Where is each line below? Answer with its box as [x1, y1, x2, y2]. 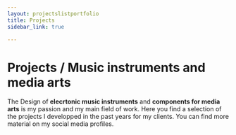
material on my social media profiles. [7, 120, 114, 128]
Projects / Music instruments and [7, 59, 206, 76]
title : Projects [7, 17, 55, 24]
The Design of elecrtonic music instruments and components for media [7, 97, 221, 106]
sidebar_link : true [7, 23, 65, 30]
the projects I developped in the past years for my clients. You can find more [7, 113, 229, 121]
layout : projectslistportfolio [7, 10, 99, 17]
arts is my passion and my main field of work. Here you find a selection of [7, 105, 222, 113]
